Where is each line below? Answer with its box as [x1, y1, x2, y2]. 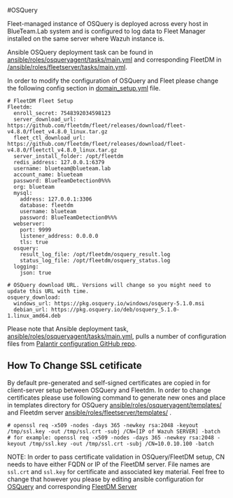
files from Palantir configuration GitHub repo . [7, 339, 137, 348]
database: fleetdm [20, 202, 73, 209]
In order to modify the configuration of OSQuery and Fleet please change [7, 76, 219, 85]
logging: [13, 263, 39, 270]
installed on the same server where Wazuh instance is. [7, 34, 165, 43]
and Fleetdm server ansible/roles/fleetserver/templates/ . [7, 408, 172, 417]
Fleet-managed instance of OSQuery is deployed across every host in [7, 20, 209, 27]
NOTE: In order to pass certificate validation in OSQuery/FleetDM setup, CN [7, 452, 225, 461]
